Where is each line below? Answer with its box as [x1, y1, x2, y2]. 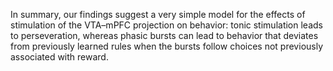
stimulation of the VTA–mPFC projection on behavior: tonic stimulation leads [10, 19, 323, 31]
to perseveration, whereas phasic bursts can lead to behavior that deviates [10, 30, 319, 41]
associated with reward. [10, 51, 109, 63]
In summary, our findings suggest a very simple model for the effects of [10, 9, 306, 20]
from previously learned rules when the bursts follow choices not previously [10, 40, 324, 52]
